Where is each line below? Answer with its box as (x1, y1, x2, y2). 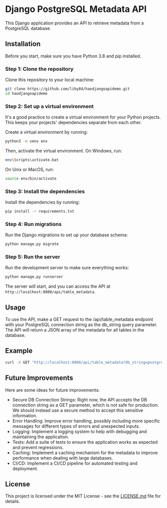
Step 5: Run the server (5, 253, 61, 260)
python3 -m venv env (5, 139, 48, 144)
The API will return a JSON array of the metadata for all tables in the (5, 327, 144, 333)
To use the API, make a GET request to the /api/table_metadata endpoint (5, 317, 153, 323)
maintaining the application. (12, 434, 70, 440)
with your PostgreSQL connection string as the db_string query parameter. (5, 322, 158, 328)
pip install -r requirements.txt (5, 209, 75, 214)
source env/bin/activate (5, 176, 57, 181)
